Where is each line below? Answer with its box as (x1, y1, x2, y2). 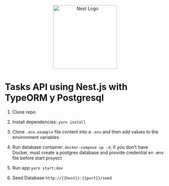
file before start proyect (12, 155, 62, 161)
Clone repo (12, 109, 36, 115)
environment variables (12, 134, 60, 140)
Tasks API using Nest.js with (5, 81, 128, 93)
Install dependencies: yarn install (12, 119, 86, 125)
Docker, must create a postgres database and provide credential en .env (12, 149, 164, 155)
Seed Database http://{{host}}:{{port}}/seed (12, 174, 112, 181)
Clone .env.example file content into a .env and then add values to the (12, 128, 159, 135)
